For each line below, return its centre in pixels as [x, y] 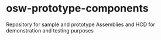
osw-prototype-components [77, 8]
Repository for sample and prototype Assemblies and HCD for [81, 24]
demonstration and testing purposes [50, 30]
